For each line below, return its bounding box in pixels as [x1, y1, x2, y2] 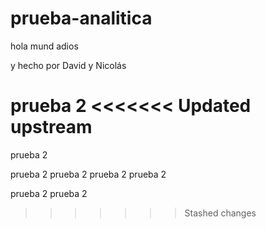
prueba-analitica [10, 7, 153, 30]
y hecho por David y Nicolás [10, 59, 127, 71]
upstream [10, 116, 93, 139]
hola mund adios [10, 40, 79, 52]
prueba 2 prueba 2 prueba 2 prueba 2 [10, 168, 167, 180]
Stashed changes [184, 207, 257, 219]
